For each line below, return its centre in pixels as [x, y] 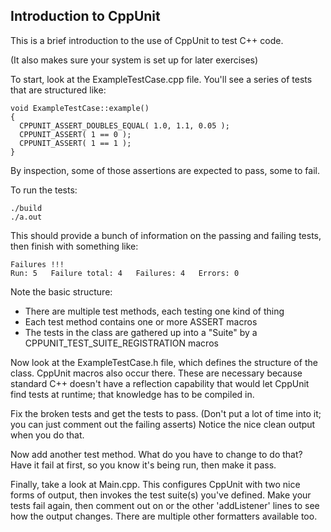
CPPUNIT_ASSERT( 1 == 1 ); [75, 143]
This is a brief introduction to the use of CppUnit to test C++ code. [147, 40]
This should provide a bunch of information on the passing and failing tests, [166, 235]
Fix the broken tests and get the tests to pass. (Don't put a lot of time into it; [166, 413]
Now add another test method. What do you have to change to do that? [156, 454]
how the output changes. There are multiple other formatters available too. [164, 516]
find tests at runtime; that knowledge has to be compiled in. [132, 394]
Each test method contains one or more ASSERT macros [141, 321]
